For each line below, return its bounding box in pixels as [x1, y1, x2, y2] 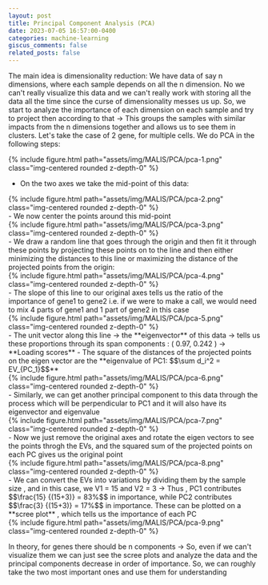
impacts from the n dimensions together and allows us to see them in [8, 122, 236, 131]
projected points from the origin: [8, 262, 115, 272]
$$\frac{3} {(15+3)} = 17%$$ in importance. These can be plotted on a [8, 501, 242, 510]
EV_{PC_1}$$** [8, 365, 59, 373]
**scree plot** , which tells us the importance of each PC [8, 510, 198, 518]
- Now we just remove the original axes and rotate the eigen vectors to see [8, 433, 254, 442]
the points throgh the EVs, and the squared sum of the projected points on [8, 442, 253, 450]
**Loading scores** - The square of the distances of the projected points [8, 348, 252, 357]
